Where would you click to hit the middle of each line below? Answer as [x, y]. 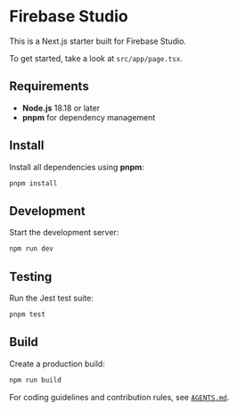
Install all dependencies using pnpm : [77, 167]
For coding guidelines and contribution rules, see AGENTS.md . [119, 397]
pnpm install [33, 183]
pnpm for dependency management [89, 117]
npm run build [36, 380]
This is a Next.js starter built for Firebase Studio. [98, 41]
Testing [31, 277]
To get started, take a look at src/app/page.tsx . [96, 58]
